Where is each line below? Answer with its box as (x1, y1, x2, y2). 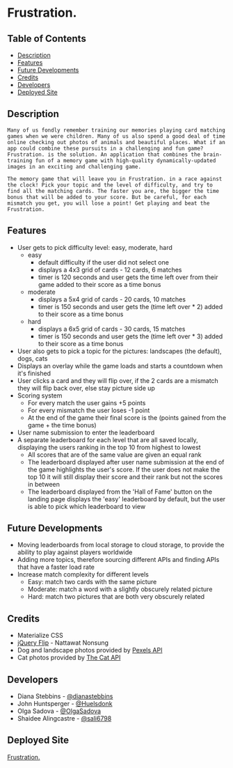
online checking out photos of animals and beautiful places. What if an (7, 139, 226, 146)
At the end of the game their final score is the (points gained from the (27, 413, 227, 422)
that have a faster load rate (17, 563, 95, 572)
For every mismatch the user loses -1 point (27, 406, 150, 414)
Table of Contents (7, 33, 87, 45)
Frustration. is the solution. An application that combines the (7, 151, 200, 158)
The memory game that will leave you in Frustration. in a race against (7, 175, 223, 182)
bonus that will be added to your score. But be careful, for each (7, 194, 207, 201)
